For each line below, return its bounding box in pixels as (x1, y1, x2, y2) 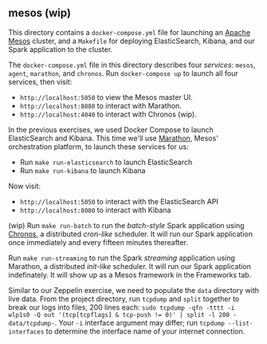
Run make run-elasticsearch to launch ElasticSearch (19, 157, 193, 167)
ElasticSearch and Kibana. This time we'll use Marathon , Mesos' (8, 133, 219, 143)
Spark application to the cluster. (8, 44, 113, 54)
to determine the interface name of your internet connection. (45, 326, 245, 336)
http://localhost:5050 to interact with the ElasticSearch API (19, 196, 219, 206)
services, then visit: (8, 77, 73, 86)
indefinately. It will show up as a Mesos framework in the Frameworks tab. (8, 270, 252, 279)
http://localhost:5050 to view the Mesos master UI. (19, 92, 193, 102)
